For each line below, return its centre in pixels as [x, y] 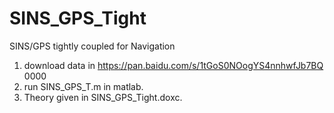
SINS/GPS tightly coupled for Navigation [92, 46]
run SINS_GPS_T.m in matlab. [83, 86]
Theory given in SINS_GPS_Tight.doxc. [103, 97]
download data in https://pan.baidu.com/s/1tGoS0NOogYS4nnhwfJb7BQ [173, 65]
